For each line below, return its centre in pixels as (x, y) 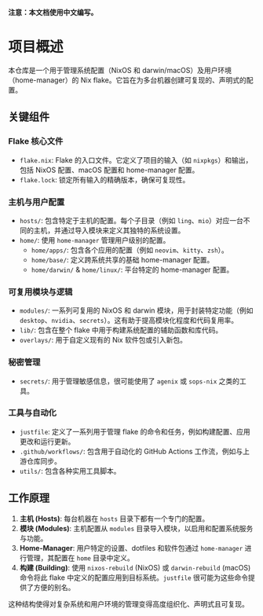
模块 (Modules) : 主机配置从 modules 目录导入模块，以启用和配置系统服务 (136, 528)
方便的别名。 (54, 587)
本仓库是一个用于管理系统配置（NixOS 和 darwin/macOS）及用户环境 (120, 70)
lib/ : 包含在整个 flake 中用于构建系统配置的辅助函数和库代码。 (121, 330)
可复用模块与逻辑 (40, 291)
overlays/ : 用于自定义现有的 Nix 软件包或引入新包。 (103, 340)
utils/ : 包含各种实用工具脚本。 (70, 471)
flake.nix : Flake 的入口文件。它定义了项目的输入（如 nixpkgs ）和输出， (136, 159)
